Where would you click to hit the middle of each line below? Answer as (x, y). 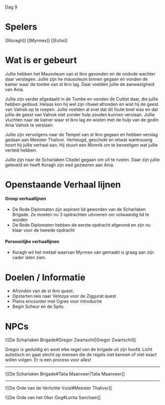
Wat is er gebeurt (41, 60)
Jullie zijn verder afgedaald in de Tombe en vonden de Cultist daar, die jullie (82, 99)
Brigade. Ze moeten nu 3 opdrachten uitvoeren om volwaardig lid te (81, 215)
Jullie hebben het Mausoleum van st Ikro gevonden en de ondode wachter (80, 74)
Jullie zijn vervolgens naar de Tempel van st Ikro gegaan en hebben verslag (82, 134)
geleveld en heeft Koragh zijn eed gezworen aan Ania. (60, 165)
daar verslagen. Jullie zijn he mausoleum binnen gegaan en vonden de (77, 79)
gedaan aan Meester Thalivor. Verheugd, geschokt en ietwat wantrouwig (79, 140)
